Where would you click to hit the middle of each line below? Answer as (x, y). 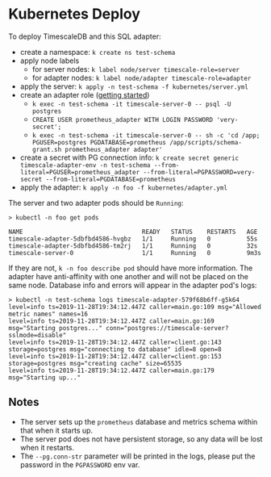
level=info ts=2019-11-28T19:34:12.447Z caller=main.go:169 (112, 321)
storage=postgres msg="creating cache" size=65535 (95, 363)
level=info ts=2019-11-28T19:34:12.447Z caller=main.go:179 (112, 370)
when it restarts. (47, 447)
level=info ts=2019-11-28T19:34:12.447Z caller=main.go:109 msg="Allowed (135, 307)
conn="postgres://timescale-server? (167, 328)
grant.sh (47, 149)
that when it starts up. (56, 430)
